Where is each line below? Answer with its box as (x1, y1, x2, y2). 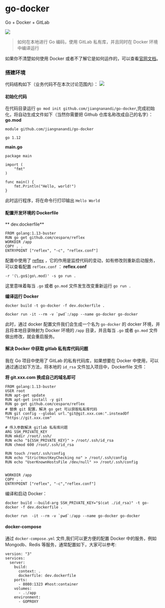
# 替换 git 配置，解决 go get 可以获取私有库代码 (5, 407, 97, 412)
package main (5, 154, 32, 159)
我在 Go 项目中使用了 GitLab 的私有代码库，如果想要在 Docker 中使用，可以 (5, 357, 159, 364)
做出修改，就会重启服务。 (5, 333, 57, 339)
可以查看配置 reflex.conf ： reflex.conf (5, 263, 87, 270)
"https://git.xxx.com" (5, 415, 52, 421)
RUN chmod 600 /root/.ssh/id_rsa (5, 442, 74, 447)
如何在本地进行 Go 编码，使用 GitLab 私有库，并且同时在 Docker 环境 (17, 39, 158, 45)
